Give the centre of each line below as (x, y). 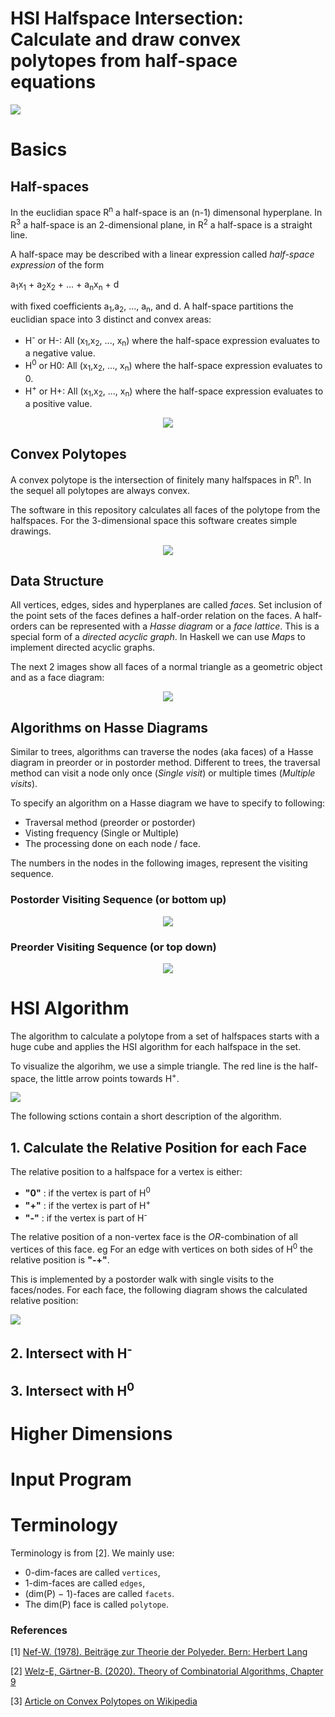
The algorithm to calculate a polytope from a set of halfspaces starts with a (165, 1036)
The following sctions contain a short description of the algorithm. (146, 1116)
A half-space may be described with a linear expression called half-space (162, 254)
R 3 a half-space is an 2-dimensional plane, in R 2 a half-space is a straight (161, 224)
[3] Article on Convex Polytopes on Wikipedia (104, 1701)
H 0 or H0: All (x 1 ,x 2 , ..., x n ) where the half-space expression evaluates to (173, 366)
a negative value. (60, 353)
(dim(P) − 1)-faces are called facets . (99, 1594)
